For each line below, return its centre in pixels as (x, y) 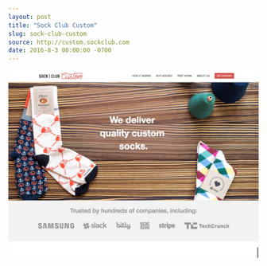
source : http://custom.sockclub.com (69, 42)
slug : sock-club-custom (48, 33)
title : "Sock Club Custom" (53, 25)
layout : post (30, 17)
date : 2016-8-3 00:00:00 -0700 (60, 51)
